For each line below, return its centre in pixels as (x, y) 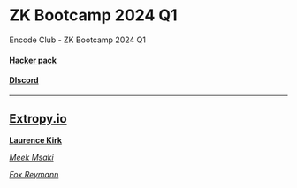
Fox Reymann (34, 174)
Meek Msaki (32, 157)
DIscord (24, 80)
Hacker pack (33, 60)
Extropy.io (38, 119)
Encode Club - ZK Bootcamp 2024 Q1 (77, 40)
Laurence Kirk (36, 140)
